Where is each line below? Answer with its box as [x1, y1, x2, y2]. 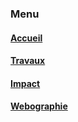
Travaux [10, 55, 46, 67]
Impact [10, 77, 41, 89]
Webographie [10, 100, 68, 112]
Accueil [10, 32, 43, 44]
